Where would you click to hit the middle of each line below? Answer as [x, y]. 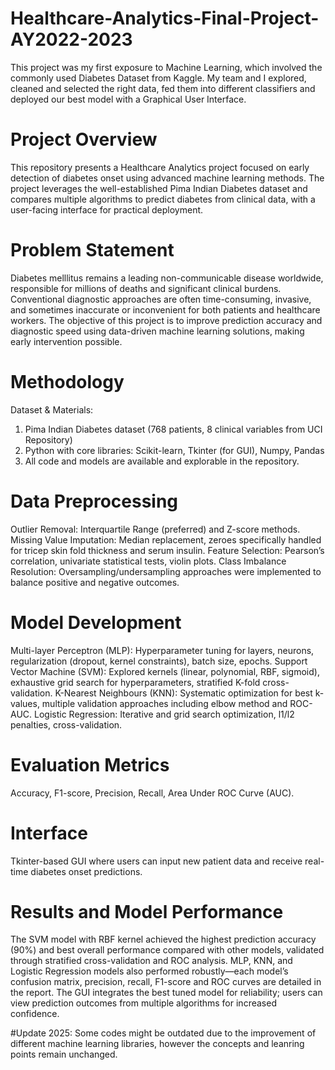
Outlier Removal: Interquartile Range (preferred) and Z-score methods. [155, 529]
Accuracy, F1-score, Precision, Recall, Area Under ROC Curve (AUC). [152, 793]
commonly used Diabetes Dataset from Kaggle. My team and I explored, [158, 78]
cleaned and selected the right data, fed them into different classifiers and [163, 88]
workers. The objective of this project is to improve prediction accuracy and [166, 320]
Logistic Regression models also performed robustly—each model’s [149, 971]
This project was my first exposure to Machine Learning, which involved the [166, 67]
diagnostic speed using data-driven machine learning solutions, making [157, 331]
